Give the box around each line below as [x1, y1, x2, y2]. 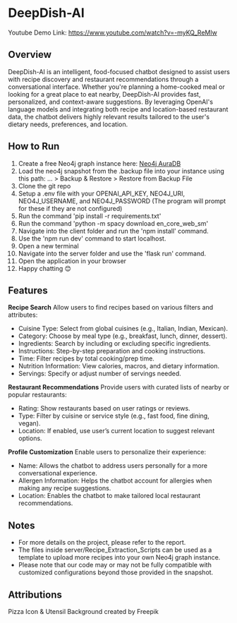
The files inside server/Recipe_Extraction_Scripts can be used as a [18, 545, 212, 555]
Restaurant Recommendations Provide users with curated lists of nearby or [8, 383, 230, 392]
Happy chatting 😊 [18, 264, 71, 272]
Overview [8, 49, 52, 61]
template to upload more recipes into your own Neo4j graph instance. [18, 553, 221, 562]
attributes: [8, 310, 38, 319]
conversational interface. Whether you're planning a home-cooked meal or [8, 83, 225, 91]
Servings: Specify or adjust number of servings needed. [18, 369, 182, 378]
